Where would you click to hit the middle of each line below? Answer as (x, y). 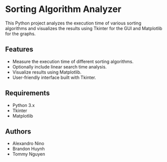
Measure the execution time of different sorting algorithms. (73, 61)
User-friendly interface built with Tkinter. (54, 77)
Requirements (27, 93)
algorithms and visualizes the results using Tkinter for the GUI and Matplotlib (84, 28)
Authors (18, 131)
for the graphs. (20, 33)
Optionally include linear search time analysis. (60, 66)
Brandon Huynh (28, 149)
